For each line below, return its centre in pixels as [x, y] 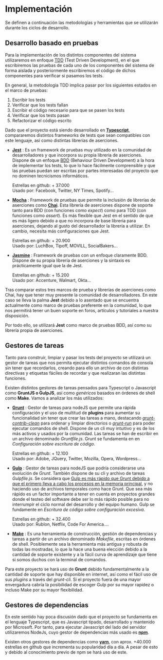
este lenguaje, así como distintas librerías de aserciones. [62, 140]
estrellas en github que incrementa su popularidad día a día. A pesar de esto [81, 647]
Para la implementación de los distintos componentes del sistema [71, 55]
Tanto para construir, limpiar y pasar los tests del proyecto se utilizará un [78, 357]
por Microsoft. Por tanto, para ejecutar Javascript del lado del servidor [76, 627]
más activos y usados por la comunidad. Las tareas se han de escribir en [85, 433]
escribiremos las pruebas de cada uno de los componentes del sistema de [80, 65]
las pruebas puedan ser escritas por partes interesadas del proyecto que [85, 170]
